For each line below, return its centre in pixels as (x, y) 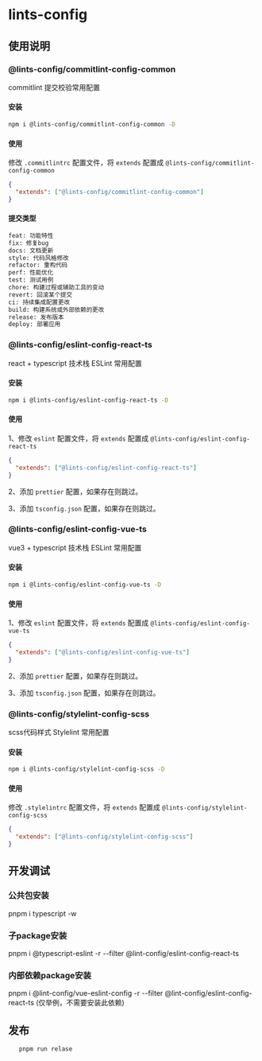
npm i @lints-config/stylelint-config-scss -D (87, 769)
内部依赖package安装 (50, 975)
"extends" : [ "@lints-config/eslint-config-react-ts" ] (106, 468)
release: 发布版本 (37, 317)
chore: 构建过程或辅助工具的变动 (56, 288)
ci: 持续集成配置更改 (39, 302)
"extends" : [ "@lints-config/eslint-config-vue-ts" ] (103, 653)
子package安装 (38, 935)
